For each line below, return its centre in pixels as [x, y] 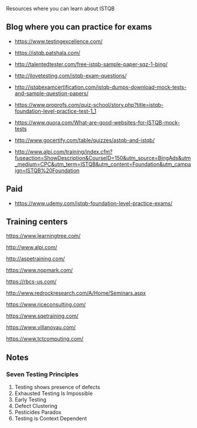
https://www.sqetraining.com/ [42, 316]
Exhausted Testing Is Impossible [54, 393]
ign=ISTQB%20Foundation [47, 170]
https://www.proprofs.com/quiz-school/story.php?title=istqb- [89, 104]
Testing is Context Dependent [51, 419]
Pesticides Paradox [38, 412]
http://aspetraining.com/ [36, 259]
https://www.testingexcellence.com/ [59, 41]
